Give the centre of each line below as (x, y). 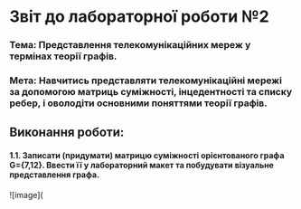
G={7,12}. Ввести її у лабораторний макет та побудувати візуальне (141, 166)
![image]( (26, 195)
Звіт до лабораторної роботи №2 (139, 17)
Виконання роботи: (67, 133)
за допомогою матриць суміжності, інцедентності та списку (151, 92)
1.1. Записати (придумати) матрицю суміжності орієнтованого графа (147, 156)
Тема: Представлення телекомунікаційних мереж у (130, 45)
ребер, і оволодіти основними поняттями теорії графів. (139, 103)
